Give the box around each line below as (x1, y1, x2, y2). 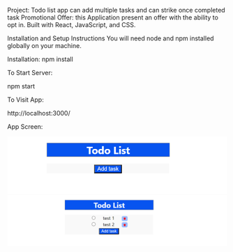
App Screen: (7, 123, 43, 131)
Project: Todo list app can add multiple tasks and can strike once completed (7, 6, 225, 14)
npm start (7, 82, 36, 90)
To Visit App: (7, 95, 44, 104)
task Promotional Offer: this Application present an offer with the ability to (7, 13, 218, 22)
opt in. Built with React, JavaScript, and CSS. (7, 21, 136, 29)
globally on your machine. (7, 42, 82, 49)
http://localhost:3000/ (7, 109, 71, 117)
